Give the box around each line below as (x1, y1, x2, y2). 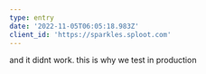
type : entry (9, 13, 54, 23)
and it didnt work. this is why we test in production (9, 55, 197, 66)
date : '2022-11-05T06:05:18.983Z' (9, 22, 140, 31)
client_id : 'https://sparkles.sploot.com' (9, 30, 172, 39)
